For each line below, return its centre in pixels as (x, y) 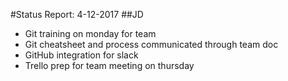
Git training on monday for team (90, 33)
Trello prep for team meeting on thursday (109, 65)
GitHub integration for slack (81, 55)
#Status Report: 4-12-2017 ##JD (77, 14)
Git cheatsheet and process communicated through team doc (151, 44)
